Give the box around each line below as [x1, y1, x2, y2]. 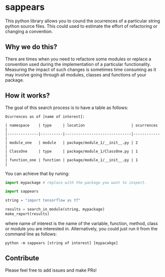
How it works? [5, 91, 50, 100]
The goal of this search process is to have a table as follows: [5, 105, 128, 111]
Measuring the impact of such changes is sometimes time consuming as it [5, 66, 157, 72]
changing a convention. [5, 28, 53, 34]
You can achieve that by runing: [5, 170, 70, 176]
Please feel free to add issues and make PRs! [5, 267, 97, 273]
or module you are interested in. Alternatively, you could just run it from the [5, 225, 158, 231]
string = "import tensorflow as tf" [5, 198, 81, 203]
